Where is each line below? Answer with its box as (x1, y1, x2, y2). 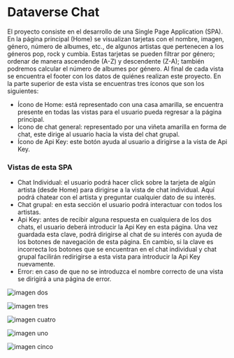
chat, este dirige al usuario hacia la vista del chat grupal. (17, 130, 180, 138)
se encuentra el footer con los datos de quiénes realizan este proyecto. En (7, 71, 221, 80)
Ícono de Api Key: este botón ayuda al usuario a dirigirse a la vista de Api (17, 137, 228, 145)
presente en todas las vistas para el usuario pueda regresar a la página (17, 108, 222, 116)
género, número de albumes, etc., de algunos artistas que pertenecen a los (7, 42, 224, 50)
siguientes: (7, 87, 39, 95)
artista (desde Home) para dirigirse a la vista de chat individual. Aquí (17, 186, 215, 194)
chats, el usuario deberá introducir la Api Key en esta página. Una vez (17, 223, 218, 231)
